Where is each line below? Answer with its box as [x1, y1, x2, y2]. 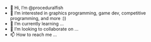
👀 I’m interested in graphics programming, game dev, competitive [10, 10, 146, 16]
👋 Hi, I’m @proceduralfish [10, 5, 64, 10]
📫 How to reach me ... [10, 31, 57, 37]
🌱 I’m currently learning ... [10, 20, 64, 26]
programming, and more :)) [10, 15, 67, 21]
